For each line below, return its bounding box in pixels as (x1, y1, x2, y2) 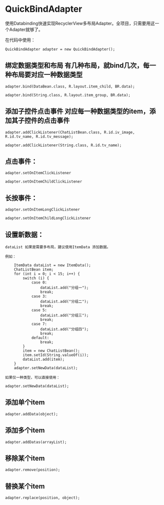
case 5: (31, 308, 48, 313)
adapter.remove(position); (5, 468, 60, 473)
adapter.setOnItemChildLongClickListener (5, 216, 91, 221)
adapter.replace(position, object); (5, 496, 80, 501)
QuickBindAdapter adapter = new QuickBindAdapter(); (5, 47, 115, 52)
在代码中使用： (5, 37, 35, 43)
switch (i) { (23, 276, 50, 281)
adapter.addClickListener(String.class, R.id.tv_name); (5, 143, 122, 148)
